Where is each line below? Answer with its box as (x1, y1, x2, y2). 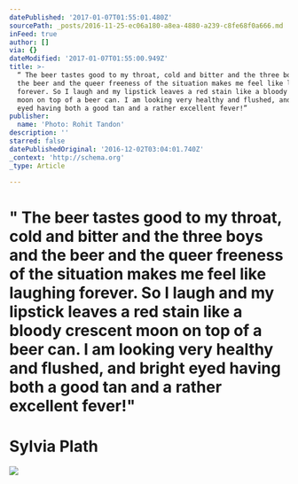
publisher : (9, 112, 50, 121)
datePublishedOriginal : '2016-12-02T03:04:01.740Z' (9, 144, 204, 153)
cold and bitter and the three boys (9, 226, 263, 246)
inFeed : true (9, 29, 58, 38)
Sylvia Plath (9, 436, 99, 457)
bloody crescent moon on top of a (9, 320, 263, 340)
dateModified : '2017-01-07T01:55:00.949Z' (9, 54, 169, 63)
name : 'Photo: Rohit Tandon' (17, 121, 125, 129)
